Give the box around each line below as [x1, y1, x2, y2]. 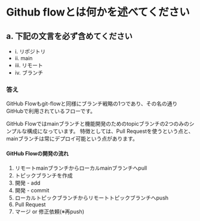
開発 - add [14, 179, 41, 186]
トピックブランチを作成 [14, 172, 73, 179]
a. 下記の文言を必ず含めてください [6, 31, 133, 41]
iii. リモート [14, 62, 43, 69]
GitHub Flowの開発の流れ [6, 150, 69, 157]
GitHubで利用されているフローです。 [6, 108, 96, 115]
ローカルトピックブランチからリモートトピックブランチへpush [14, 194, 169, 201]
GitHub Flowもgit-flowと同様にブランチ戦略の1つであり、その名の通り [6, 100, 178, 107]
